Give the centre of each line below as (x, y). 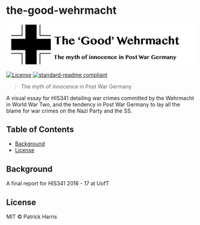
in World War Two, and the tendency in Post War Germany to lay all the (93, 104)
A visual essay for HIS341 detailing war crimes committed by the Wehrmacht (100, 98)
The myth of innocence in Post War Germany (76, 86)
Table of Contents (40, 130)
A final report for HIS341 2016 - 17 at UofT (58, 184)
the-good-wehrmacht (61, 10)
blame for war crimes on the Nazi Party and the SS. (69, 111)
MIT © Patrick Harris (32, 217)
